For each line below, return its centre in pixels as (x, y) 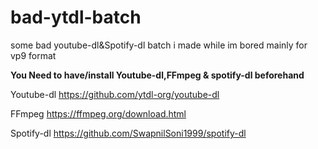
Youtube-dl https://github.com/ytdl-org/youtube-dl (115, 94)
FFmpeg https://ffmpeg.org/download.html (98, 113)
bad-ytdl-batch (76, 17)
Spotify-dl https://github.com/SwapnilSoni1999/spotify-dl (128, 133)
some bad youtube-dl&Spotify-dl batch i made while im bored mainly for (159, 45)
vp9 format (33, 55)
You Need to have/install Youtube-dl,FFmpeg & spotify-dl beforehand (157, 75)
